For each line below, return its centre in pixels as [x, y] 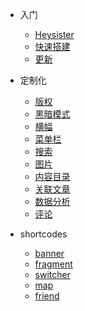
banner [49, 253]
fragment [53, 264]
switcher [52, 274]
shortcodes [43, 234]
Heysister [54, 34]
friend [47, 296]
